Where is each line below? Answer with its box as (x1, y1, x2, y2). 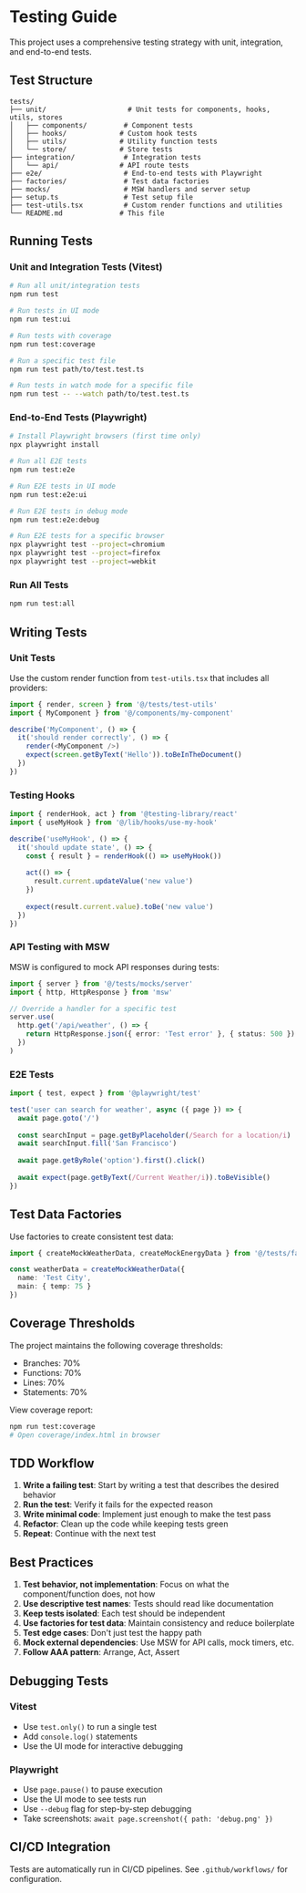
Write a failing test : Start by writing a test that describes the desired (22, 1480, 280, 1491)
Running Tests (9, 233, 93, 249)
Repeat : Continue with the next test (22, 1528, 157, 1539)
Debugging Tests (9, 1673, 109, 1689)
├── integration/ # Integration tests (9, 152, 202, 161)
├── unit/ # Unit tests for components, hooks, (9, 105, 271, 114)
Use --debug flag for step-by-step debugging (22, 1804, 192, 1815)
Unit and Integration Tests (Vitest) (9, 261, 163, 274)
